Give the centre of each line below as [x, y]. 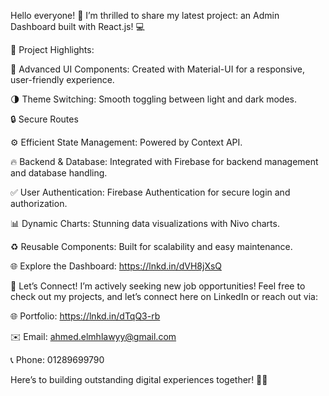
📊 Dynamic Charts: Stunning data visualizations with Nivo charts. [145, 223]
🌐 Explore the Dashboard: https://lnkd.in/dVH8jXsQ [116, 266]
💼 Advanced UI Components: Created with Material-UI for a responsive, [157, 69]
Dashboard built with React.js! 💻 [77, 26]
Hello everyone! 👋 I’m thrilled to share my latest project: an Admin [145, 15]
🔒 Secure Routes [44, 119]
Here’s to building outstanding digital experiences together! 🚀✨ [139, 379]
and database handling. [59, 173]
